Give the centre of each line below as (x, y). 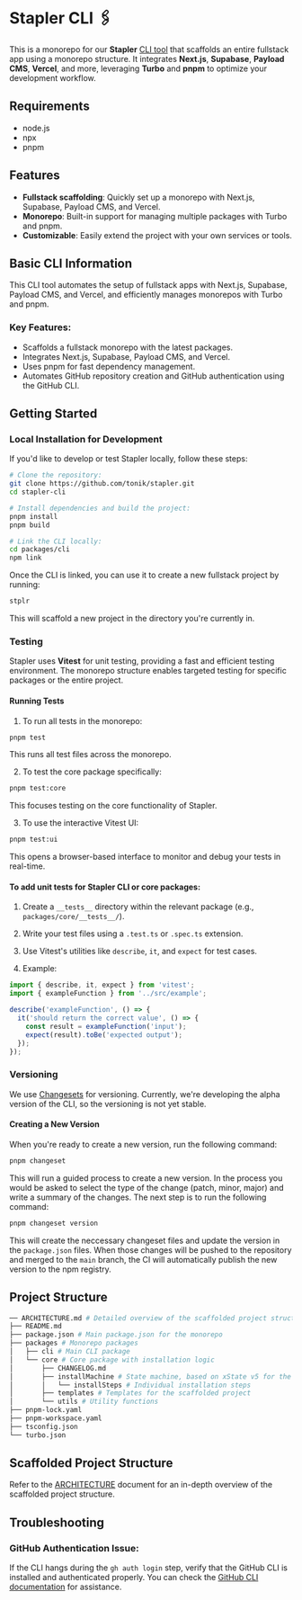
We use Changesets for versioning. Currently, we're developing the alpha (145, 1094)
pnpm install (34, 516)
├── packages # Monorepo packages (74, 1343)
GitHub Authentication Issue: (74, 1548)
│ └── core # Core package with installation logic (112, 1360)
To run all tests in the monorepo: (82, 720)
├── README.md (36, 1327)
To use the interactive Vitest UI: (80, 823)
